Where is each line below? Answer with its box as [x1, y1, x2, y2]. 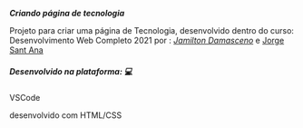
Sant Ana [9, 44, 44, 55]
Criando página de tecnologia [9, 8, 125, 18]
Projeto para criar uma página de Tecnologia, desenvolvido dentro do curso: [9, 25, 295, 35]
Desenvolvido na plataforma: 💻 [9, 65, 133, 76]
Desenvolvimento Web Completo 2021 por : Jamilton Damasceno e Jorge [9, 35, 285, 45]
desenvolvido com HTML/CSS [9, 109, 122, 121]
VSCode [9, 92, 41, 103]
